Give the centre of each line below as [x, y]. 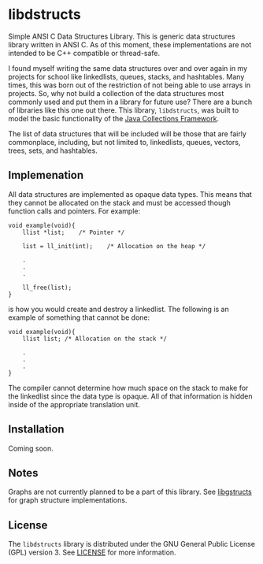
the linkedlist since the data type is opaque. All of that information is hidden [130, 396]
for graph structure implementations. [68, 500]
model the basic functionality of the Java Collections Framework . [113, 118]
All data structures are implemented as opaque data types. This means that [130, 194]
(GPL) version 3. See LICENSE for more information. [92, 552]
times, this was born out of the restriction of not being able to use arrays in [130, 85]
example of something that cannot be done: [79, 317]
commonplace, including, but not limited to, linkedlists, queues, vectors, [124, 142]
